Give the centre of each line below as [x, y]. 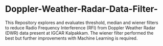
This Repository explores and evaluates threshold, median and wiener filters [82, 23]
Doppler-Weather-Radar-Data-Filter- [81, 9]
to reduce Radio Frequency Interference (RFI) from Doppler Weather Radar [80, 27]
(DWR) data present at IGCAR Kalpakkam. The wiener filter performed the [79, 33]
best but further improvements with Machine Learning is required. [71, 38]
